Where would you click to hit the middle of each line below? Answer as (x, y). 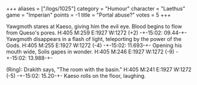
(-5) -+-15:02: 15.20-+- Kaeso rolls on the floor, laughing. (76, 76)
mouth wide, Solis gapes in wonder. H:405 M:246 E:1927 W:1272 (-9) (90, 52)
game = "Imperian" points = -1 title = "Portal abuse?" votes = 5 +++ (88, 15)
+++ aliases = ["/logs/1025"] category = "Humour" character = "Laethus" (96, 9)
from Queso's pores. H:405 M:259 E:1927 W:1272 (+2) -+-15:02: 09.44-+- (96, 33)
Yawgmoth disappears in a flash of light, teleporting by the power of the (94, 39)
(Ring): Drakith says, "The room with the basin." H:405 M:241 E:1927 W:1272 (99, 70)
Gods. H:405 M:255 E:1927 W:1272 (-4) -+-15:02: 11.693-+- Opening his (94, 45)
